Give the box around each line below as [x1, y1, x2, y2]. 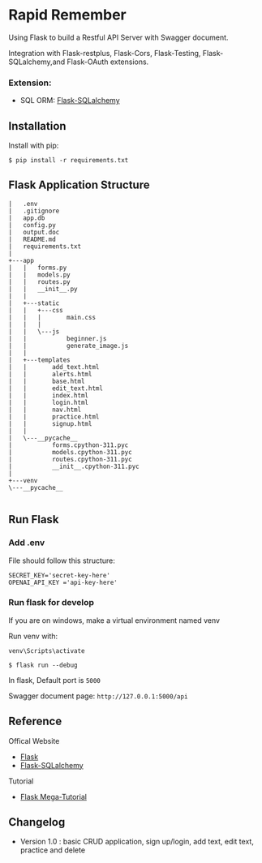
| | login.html [8, 398, 89, 406]
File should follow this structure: [8, 556, 116, 565]
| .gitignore [8, 207, 60, 215]
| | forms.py [8, 264, 67, 272]
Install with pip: [8, 140, 59, 151]
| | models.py [8, 270, 71, 279]
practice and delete [19, 845, 86, 855]
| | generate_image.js [8, 341, 129, 350]
